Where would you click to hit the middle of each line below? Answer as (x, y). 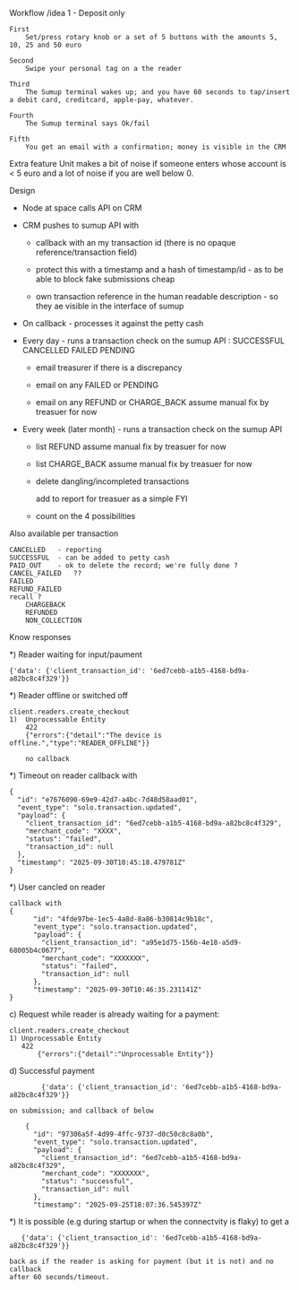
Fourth (21, 116)
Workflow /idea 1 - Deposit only (67, 13)
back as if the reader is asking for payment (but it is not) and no (142, 1261)
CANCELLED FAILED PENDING (79, 350)
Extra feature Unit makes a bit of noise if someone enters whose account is (148, 164)
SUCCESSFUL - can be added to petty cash (90, 558)
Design (22, 190)
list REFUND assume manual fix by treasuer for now (131, 446)
